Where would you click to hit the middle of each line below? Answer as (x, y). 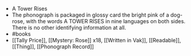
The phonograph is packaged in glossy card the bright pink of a (90, 15)
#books (21, 34)
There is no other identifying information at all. (69, 27)
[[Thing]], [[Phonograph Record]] (53, 46)
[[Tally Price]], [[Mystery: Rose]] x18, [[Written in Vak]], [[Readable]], (96, 40)
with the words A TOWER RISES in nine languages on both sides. (106, 21)
